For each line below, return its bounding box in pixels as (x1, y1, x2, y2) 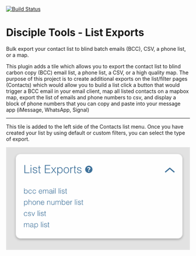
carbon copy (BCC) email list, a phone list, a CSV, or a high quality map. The (6, 69, 189, 76)
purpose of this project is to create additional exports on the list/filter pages (6, 75, 188, 82)
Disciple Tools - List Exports (6, 26, 145, 39)
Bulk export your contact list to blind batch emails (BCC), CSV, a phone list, (6, 45, 186, 52)
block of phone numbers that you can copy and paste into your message (6, 100, 181, 107)
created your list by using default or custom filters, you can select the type (6, 129, 185, 136)
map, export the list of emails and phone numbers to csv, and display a (6, 94, 176, 101)
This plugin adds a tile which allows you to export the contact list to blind (6, 63, 181, 70)
